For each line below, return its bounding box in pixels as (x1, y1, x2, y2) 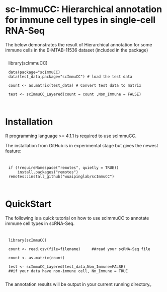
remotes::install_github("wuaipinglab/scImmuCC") (8, 174, 115, 179)
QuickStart (5, 198, 52, 210)
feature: (5, 148, 22, 154)
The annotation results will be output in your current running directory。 (5, 281, 154, 287)
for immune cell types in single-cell (5, 14, 156, 26)
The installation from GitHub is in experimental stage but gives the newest (5, 142, 158, 148)
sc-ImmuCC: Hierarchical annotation (5, 4, 162, 15)
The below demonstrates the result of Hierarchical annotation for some (5, 41, 152, 47)
